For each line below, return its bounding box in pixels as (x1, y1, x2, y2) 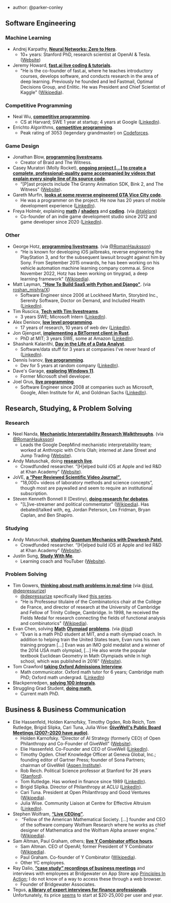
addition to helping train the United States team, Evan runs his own (20, 636, 160, 642)
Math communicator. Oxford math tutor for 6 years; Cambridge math (20, 669, 164, 675)
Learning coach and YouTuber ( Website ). (20, 558, 106, 564)
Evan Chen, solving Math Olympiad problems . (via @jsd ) (12, 625, 133, 632)
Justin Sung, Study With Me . (12, 553, 74, 559)
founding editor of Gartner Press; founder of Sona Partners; (20, 756, 146, 763)
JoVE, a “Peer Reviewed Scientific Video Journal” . (12, 474, 121, 480)
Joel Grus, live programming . (12, 378, 75, 385)
